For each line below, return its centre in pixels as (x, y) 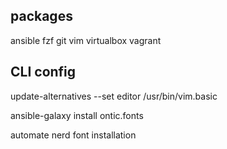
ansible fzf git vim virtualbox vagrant (86, 40)
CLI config (43, 72)
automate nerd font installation (73, 135)
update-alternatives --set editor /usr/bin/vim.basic (114, 96)
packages (41, 16)
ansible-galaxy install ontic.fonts (77, 115)
